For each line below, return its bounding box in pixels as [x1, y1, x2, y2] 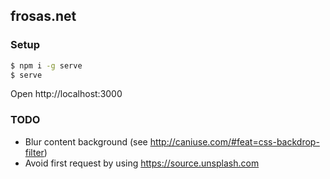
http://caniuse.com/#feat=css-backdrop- [149, 135, 320, 148]
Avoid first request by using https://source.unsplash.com [24, 157, 260, 169]
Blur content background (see [24, 135, 148, 148]
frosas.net [10, 8, 77, 25]
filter [24, 146, 45, 158]
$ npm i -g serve [10, 60, 83, 71]
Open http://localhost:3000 [10, 88, 123, 100]
